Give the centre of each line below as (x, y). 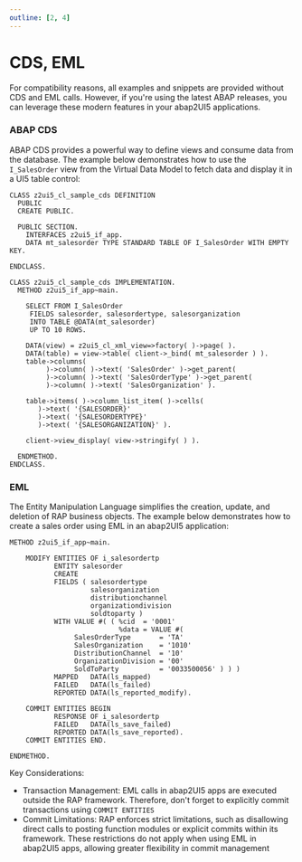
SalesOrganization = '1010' (133, 646)
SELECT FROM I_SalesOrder (75, 306)
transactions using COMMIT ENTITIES (89, 810)
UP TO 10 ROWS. (58, 330)
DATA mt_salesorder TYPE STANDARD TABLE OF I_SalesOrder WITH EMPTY (157, 242)
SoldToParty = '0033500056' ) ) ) (157, 669)
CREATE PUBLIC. (46, 211)
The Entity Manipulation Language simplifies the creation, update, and (140, 507)
